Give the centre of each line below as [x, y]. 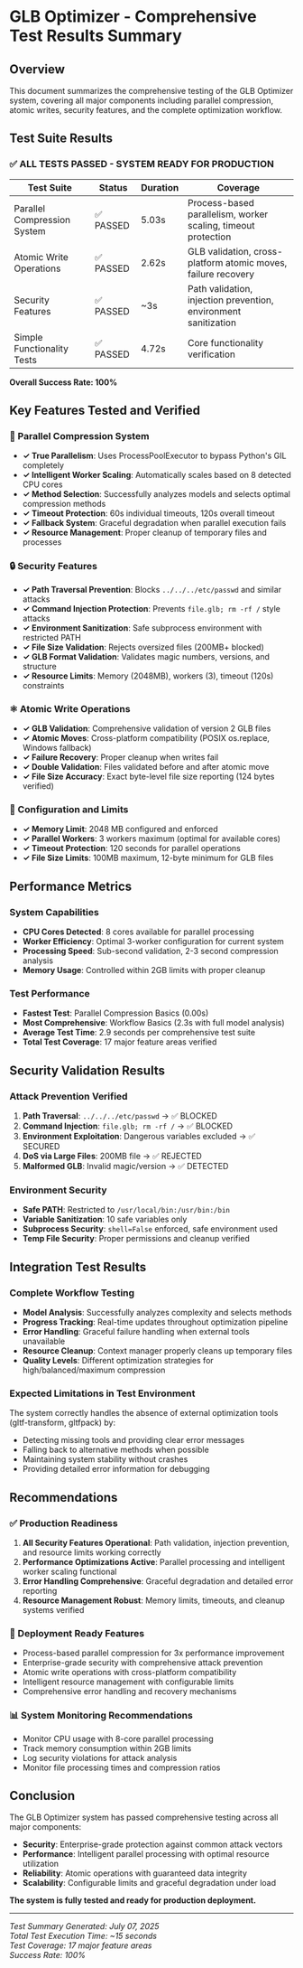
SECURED [41, 1146]
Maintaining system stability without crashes [105, 1459]
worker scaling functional [69, 1571]
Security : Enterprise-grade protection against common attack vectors [152, 1844]
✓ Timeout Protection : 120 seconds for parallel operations [132, 848]
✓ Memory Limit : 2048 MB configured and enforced [120, 829]
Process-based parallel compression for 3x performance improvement [153, 1653]
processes [42, 542]
